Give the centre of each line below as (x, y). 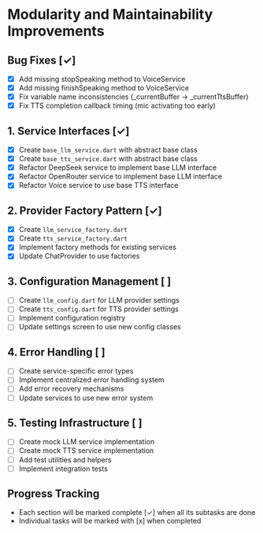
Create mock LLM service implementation (87, 442)
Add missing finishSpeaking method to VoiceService (104, 88)
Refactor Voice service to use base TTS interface (98, 186)
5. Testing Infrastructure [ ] (75, 423)
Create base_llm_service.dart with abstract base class (108, 150)
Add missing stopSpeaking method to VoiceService (102, 79)
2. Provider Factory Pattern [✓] (85, 210)
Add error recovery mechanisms (71, 389)
